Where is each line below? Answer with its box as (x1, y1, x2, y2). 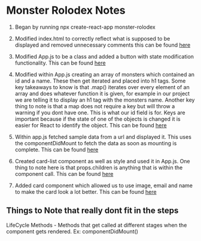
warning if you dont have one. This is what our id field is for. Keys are (14, 109, 185, 116)
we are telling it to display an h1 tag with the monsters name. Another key (14, 96, 195, 103)
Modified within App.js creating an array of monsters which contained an (14, 71, 195, 78)
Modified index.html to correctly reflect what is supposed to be (14, 35, 170, 42)
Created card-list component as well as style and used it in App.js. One (14, 157, 190, 164)
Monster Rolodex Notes (6, 4, 126, 17)
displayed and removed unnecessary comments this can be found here (14, 41, 191, 48)
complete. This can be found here (14, 146, 99, 153)
